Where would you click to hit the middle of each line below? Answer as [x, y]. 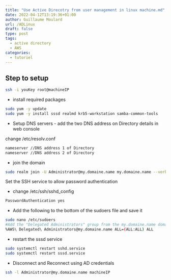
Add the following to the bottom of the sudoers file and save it [77, 211]
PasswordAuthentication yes [35, 201]
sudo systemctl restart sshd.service [45, 248]
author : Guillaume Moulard [34, 19]
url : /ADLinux [20, 24]
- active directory [31, 43]
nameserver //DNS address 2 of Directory [50, 153]
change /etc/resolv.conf [31, 139]
